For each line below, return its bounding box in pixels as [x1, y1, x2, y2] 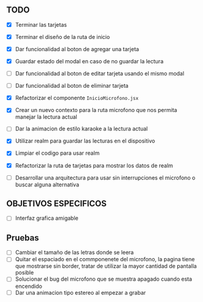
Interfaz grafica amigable [15, 214, 79, 222]
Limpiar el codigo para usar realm [15, 149, 100, 157]
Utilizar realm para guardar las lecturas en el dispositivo [15, 137, 155, 145]
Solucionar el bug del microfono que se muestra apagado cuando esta [15, 275, 193, 283]
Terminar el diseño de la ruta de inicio [15, 33, 110, 40]
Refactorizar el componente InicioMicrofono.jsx [15, 94, 139, 102]
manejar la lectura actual [15, 113, 77, 121]
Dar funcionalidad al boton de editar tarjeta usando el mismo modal [15, 70, 185, 77]
